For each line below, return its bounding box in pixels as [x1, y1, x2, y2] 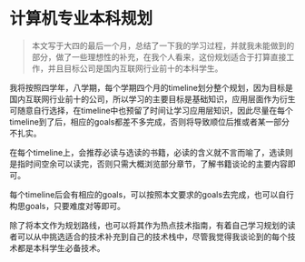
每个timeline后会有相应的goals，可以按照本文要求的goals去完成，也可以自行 [9, 188, 295, 200]
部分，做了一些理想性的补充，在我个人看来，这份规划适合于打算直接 [31, 51, 287, 62]
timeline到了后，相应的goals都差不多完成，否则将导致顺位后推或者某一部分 [9, 116, 290, 127]
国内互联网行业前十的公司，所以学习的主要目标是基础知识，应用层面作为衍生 [9, 93, 296, 105]
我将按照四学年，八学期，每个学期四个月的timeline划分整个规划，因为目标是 [9, 82, 293, 93]
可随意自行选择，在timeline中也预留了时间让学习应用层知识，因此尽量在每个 [9, 105, 293, 116]
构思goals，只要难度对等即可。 [9, 200, 125, 211]
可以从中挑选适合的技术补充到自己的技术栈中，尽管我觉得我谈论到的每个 [16, 231, 288, 242]
